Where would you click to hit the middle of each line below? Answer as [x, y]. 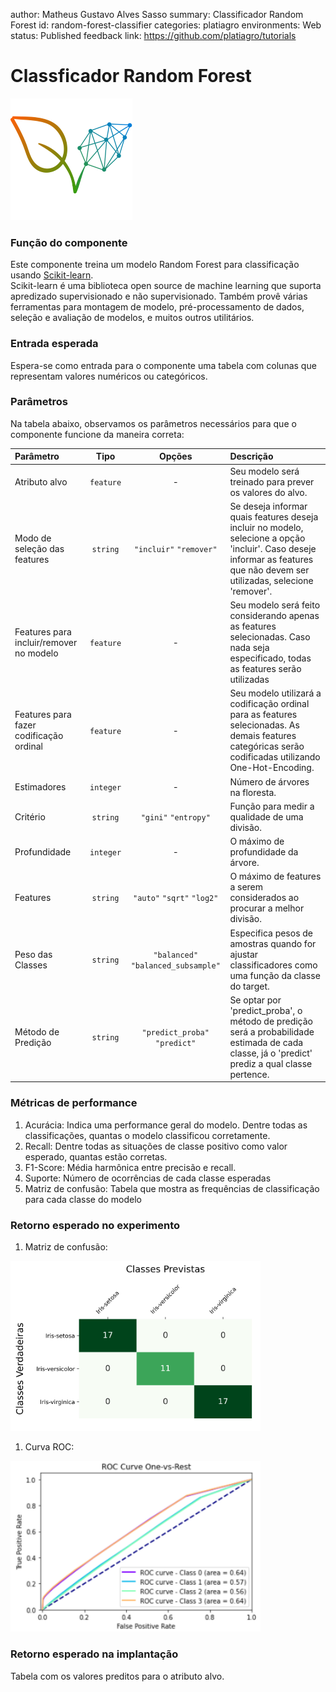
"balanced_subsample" [175, 965]
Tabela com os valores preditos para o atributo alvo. [117, 1676]
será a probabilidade [272, 1031]
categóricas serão [267, 746]
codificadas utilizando [275, 757]
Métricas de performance [74, 1103]
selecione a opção [267, 538]
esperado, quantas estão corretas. [96, 1156]
